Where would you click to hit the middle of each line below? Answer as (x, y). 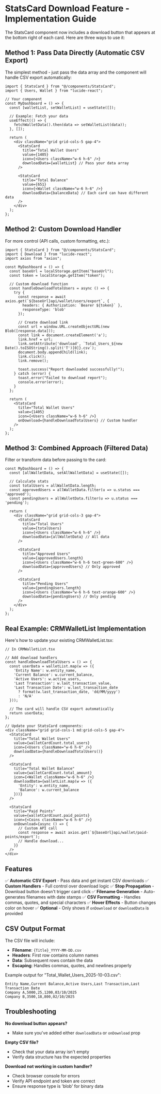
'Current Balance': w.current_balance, (54, 675)
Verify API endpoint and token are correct (54, 1081)
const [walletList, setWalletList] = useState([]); (63, 108)
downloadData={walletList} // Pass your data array (76, 163)
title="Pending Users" (45, 584)
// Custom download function (39, 284)
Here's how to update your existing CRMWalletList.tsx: (59, 640)
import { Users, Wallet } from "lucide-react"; (54, 91)
